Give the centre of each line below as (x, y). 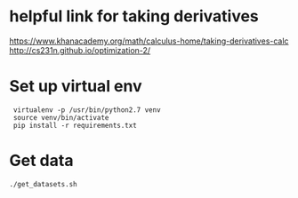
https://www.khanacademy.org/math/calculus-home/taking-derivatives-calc (149, 41)
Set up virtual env (76, 87)
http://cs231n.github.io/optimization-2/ (80, 50)
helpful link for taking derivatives (134, 16)
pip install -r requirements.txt (75, 125)
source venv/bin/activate (61, 117)
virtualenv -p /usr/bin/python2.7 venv (87, 110)
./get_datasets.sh (43, 184)
